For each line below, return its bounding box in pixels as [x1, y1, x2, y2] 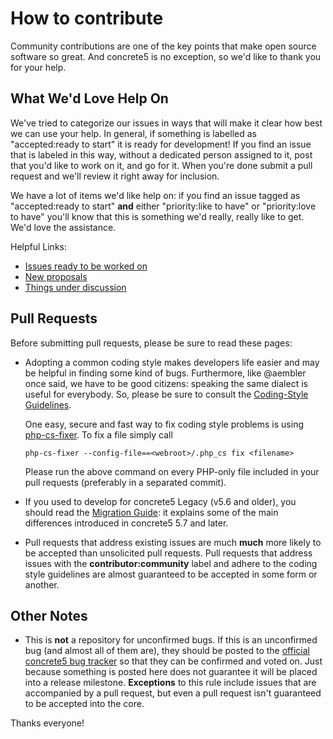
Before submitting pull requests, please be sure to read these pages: [10, 337, 293, 349]
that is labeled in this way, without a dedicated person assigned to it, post [10, 148, 313, 161]
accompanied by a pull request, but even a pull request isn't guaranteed [24, 687, 322, 699]
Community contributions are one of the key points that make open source [10, 40, 317, 52]
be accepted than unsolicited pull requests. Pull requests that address [24, 547, 313, 559]
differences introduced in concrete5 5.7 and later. [24, 517, 229, 529]
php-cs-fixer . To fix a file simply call [24, 428, 173, 441]
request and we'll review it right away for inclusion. [10, 170, 220, 182]
